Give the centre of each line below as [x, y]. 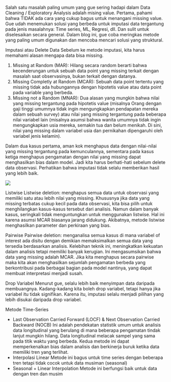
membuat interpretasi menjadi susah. [44, 273]
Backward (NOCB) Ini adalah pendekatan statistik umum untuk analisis [87, 325]
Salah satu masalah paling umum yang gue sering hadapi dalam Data [78, 7]
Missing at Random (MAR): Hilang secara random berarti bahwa [80, 65]
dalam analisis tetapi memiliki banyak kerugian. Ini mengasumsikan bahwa [83, 251]
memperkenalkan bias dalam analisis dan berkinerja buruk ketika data [86, 347]
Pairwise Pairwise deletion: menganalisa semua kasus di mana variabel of [83, 235]
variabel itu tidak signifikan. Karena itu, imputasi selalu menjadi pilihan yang [85, 294]
